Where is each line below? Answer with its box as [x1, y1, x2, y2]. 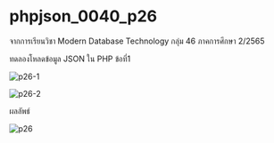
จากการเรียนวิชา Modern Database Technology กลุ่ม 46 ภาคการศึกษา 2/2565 [9, 36, 265, 46]
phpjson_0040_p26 [9, 6, 158, 27]
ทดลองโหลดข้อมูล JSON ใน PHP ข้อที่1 [9, 53, 131, 64]
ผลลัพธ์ [9, 105, 31, 116]
